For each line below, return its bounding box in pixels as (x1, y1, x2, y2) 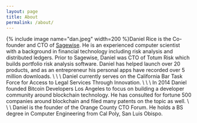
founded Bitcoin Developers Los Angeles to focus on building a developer (6, 86, 185, 93)
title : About (6, 14, 38, 20)
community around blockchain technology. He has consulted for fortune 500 (6, 91, 192, 98)
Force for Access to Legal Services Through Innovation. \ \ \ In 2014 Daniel (6, 79, 187, 86)
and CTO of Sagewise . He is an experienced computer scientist (26, 42, 181, 49)
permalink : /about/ (6, 19, 54, 25)
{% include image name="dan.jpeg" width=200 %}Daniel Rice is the (6, 36, 172, 43)
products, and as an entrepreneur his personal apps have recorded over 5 (6, 67, 185, 74)
